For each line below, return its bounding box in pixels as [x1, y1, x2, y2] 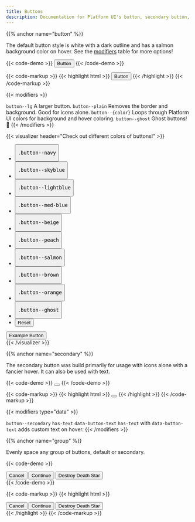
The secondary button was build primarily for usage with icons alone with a [6, 362, 188, 369]
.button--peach [17, 237, 60, 243]
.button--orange [17, 290, 63, 296]
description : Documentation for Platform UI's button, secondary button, [6, 14, 190, 20]
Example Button [9, 333, 44, 339]
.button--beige [17, 219, 60, 226]
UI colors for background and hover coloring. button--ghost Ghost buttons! [6, 115, 187, 122]
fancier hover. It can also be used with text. [6, 368, 110, 375]
